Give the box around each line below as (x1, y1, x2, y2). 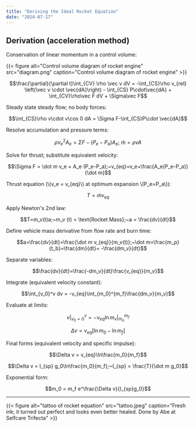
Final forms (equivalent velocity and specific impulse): (6, 340, 136, 347)
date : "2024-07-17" (6, 14, 54, 20)
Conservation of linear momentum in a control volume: (6, 51, 137, 58)
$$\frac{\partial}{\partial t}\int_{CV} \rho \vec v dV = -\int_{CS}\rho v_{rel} (9, 80, 187, 87)
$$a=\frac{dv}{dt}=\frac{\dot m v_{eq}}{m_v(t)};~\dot (16, 238, 145, 246)
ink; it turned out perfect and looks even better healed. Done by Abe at (6, 408, 176, 415)
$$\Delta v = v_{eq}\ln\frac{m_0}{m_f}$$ (49, 352, 147, 359)
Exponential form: (6, 374, 48, 381)
